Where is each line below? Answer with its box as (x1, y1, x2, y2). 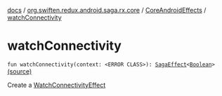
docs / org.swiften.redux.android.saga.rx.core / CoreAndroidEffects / (7, 6, 207, 14)
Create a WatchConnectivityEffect (7, 81, 106, 89)
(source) (7, 67, 32, 76)
